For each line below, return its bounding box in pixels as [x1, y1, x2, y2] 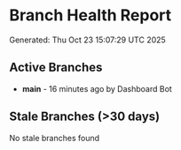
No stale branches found [9, 132, 100, 143]
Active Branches [9, 60, 103, 75]
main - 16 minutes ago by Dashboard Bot [21, 83, 173, 94]
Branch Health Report [9, 5, 172, 26]
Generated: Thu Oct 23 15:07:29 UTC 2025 [9, 34, 166, 45]
